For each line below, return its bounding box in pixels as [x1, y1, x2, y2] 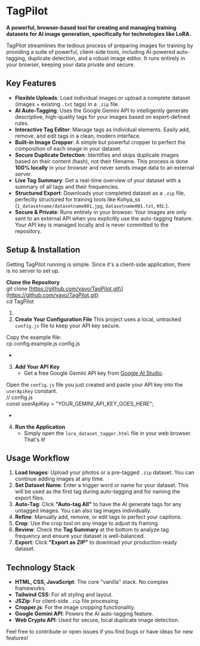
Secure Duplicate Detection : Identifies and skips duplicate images [14, 151, 179, 158]
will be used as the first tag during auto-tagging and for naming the [14, 488, 180, 495]
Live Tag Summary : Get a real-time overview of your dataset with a [14, 176, 181, 183]
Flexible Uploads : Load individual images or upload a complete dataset [14, 94, 190, 101]
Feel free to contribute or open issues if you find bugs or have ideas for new [6, 628, 193, 635]
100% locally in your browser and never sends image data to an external [14, 164, 195, 171]
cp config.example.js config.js [6, 339, 81, 347]
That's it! [23, 436, 46, 443]
